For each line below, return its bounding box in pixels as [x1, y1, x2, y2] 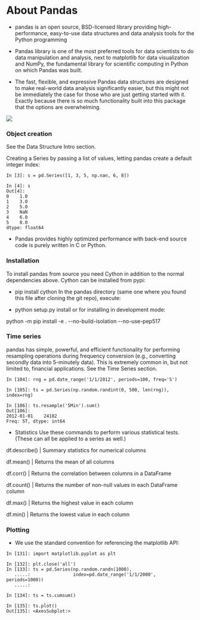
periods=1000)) [6, 577, 44, 583]
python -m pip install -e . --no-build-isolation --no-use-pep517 [6, 317, 161, 325]
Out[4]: [6, 189, 26, 195]
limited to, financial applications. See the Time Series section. [6, 365, 158, 372]
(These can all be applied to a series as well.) [14, 435, 127, 442]
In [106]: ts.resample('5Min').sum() [6, 402, 100, 409]
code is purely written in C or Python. [14, 242, 107, 249]
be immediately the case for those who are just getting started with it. [14, 91, 186, 98]
